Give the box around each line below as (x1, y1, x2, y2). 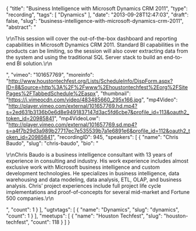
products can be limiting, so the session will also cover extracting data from (6, 47, 188, 55)
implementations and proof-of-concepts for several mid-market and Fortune (6, 189, 190, 195)
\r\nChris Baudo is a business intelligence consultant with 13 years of (6, 151, 173, 158)
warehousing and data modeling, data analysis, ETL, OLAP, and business (6, 176, 182, 183)
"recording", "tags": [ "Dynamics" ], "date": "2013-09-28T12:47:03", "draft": (6, 11, 189, 18)
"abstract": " (6, 23, 36, 30)
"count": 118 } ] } (30, 219, 70, 225)
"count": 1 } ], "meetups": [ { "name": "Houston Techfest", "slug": (6, 212, 163, 219)
